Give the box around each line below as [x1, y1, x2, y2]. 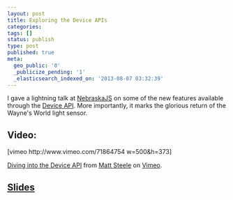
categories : [7, 23, 42, 30]
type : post [7, 43, 39, 49]
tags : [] [7, 29, 33, 37]
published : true [7, 49, 54, 56]
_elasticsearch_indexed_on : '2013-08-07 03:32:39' [13, 75, 164, 82]
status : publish [7, 36, 54, 43]
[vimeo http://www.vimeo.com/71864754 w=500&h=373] [7, 148, 172, 156]
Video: [7, 129, 37, 141]
